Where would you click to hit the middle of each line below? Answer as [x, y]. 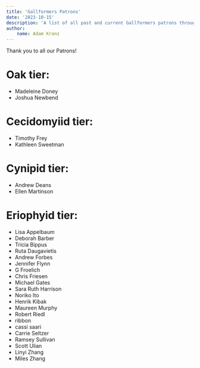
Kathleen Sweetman [39, 144]
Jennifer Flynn [32, 263]
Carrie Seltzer [32, 333]
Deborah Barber [35, 238]
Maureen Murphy [36, 308]
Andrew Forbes [34, 257]
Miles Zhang [30, 358]
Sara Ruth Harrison [38, 289]
